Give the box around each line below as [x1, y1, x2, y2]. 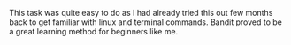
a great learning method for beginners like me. [9, 26, 179, 36]
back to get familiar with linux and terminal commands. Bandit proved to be [9, 17, 283, 27]
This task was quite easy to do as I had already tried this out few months [9, 8, 273, 18]
